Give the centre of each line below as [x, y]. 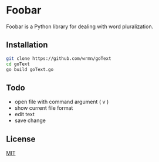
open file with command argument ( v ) [62, 102]
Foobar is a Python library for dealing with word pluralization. [80, 26]
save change [30, 120]
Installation [27, 45]
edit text [25, 114]
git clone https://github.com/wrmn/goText [59, 58]
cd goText [18, 64]
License [21, 139]
